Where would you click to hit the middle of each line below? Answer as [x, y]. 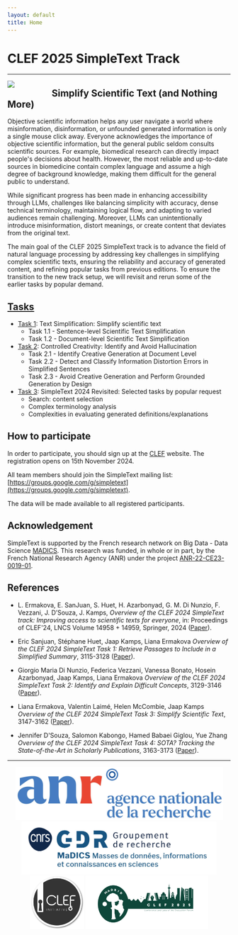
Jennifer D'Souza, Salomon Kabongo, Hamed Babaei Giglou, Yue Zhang [123, 735]
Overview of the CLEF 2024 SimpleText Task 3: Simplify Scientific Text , [121, 714]
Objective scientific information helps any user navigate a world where [110, 121]
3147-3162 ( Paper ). [46, 721]
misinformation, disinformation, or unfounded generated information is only [117, 129]
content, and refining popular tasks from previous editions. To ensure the [114, 269]
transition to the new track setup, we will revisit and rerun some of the [109, 277]
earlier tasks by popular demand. [56, 284]
